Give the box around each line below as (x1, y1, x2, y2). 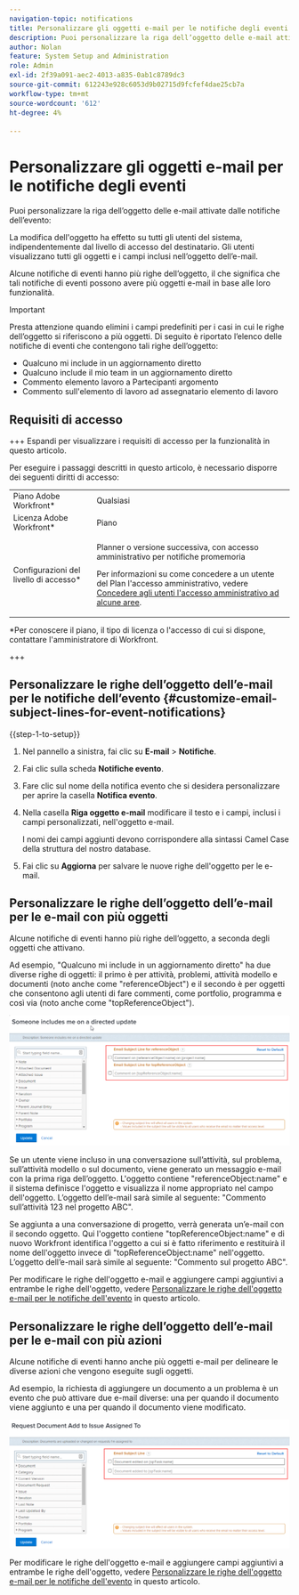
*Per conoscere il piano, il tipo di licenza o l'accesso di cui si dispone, (9, 624, 266, 636)
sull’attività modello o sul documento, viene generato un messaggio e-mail (9, 1164, 282, 1175)
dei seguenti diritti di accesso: (9, 472, 120, 482)
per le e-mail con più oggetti (9, 909, 169, 925)
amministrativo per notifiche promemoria (96, 552, 246, 563)
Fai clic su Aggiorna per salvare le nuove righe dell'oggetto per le (21, 860, 263, 871)
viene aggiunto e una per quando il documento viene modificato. (9, 1402, 246, 1413)
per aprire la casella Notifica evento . (21, 789, 158, 800)
